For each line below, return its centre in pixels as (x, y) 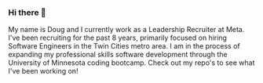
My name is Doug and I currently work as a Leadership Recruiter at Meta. (126, 30)
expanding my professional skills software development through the (118, 55)
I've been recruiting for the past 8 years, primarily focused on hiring (118, 38)
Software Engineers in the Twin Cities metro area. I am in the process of (124, 46)
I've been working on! (43, 71)
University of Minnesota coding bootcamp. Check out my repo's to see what (131, 63)
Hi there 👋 (27, 13)
